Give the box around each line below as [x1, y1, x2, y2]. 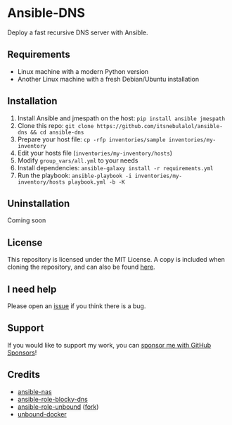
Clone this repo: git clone [17, 121, 94, 129]
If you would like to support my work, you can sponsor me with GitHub [7, 341, 212, 349]
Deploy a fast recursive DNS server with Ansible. [7, 28, 148, 37]
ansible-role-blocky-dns [17, 395, 88, 403]
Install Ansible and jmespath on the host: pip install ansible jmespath [17, 114, 226, 122]
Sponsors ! [7, 348, 37, 357]
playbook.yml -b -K [67, 178, 125, 186]
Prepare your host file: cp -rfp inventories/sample [17, 135, 166, 144]
